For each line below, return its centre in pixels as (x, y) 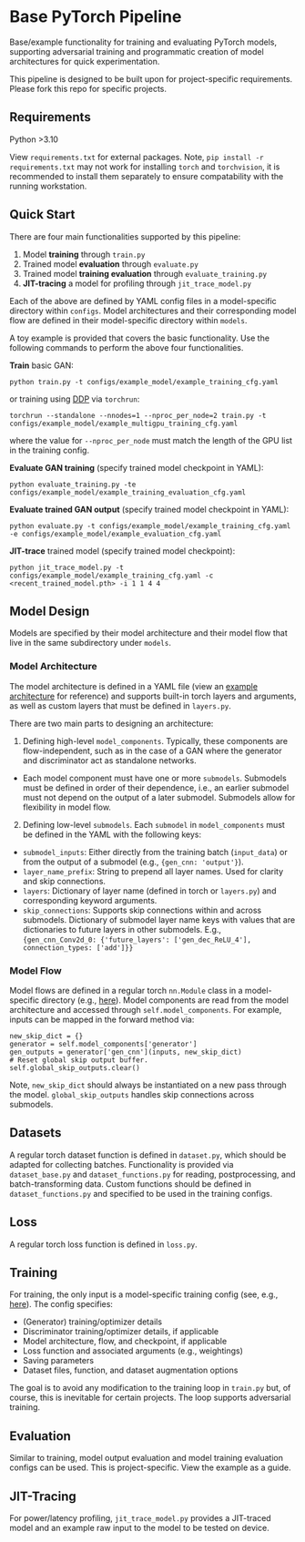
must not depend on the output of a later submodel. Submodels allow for (159, 797)
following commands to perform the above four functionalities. (127, 347)
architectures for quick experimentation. (85, 61)
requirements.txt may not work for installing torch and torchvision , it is (145, 167)
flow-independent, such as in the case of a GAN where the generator (152, 751)
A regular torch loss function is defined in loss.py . (103, 1244)
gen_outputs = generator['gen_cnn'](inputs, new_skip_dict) (126, 1052)
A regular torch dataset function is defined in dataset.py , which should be (148, 1155)
